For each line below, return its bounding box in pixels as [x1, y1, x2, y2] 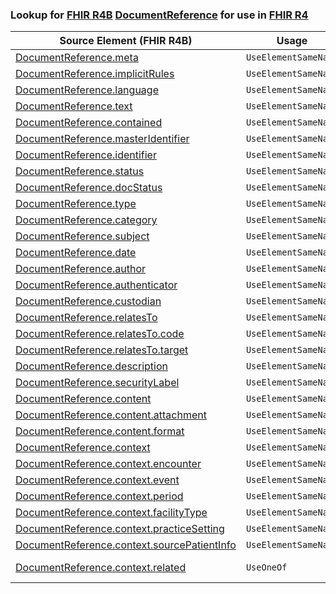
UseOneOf [245, 562, 288, 573]
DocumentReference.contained [15, 116, 163, 130]
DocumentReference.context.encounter [15, 457, 202, 471]
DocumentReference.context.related [15, 561, 187, 575]
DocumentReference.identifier [15, 148, 157, 162]
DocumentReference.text [15, 99, 133, 113]
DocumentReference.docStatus [15, 181, 163, 195]
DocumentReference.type [15, 197, 137, 211]
